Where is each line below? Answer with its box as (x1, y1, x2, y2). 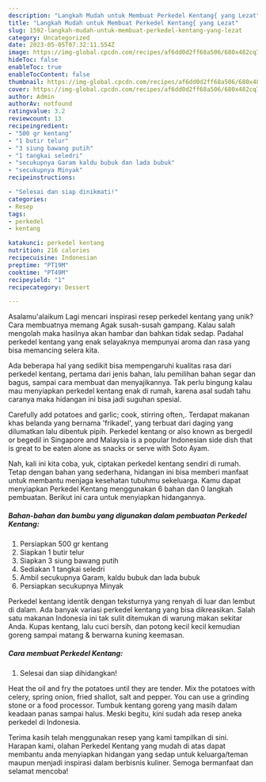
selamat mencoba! (8, 766, 69, 776)
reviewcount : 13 (8, 115, 62, 123)
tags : (8, 210, 26, 218)
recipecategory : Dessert (8, 283, 90, 292)
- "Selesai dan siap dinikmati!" (8, 188, 119, 196)
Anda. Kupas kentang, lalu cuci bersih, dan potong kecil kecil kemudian (8, 622, 240, 631)
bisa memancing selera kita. (8, 345, 100, 355)
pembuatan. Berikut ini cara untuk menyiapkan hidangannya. (8, 493, 206, 502)
